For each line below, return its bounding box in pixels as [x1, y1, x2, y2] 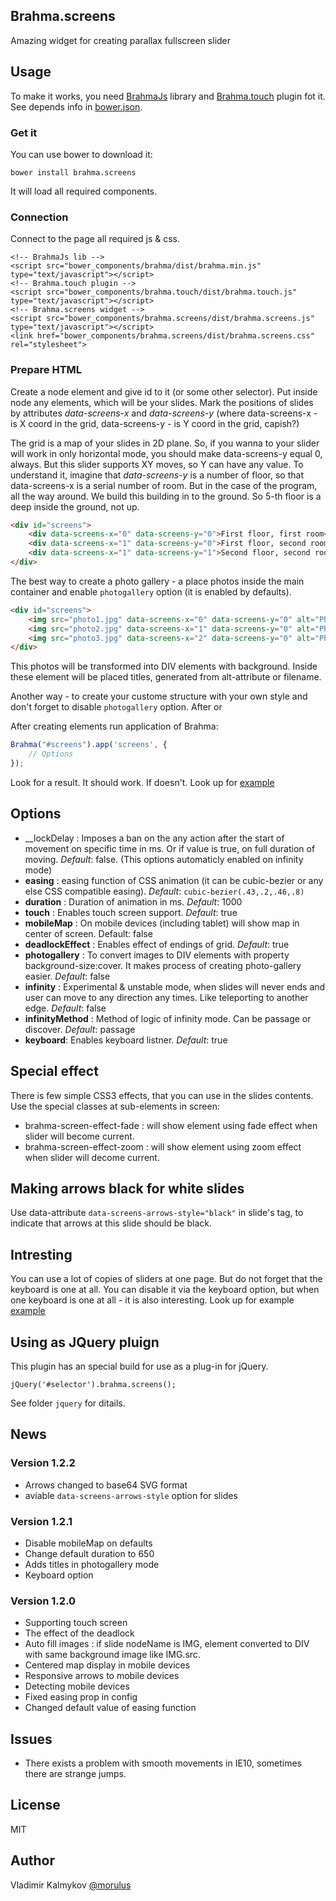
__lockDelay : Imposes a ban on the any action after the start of [24, 832, 285, 844]
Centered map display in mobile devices [24, 1659, 191, 1671]
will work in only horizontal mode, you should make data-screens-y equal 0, [10, 447, 323, 459]
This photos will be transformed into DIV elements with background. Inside [10, 660, 318, 673]
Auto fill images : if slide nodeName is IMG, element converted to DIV [24, 1638, 310, 1650]
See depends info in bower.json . [10, 100, 143, 113]
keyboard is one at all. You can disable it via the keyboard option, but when [10, 1284, 320, 1296]
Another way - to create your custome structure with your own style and [10, 690, 308, 703]
